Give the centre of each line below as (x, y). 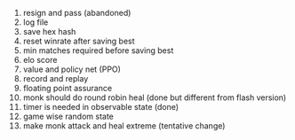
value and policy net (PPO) (72, 69)
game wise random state (68, 116)
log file (36, 22)
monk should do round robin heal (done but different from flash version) (155, 97)
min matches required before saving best (98, 51)
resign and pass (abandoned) (77, 13)
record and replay (56, 78)
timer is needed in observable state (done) (101, 107)
